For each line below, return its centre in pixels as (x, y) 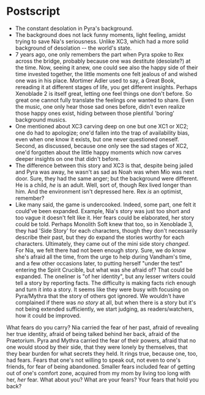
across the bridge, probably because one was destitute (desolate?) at (103, 61)
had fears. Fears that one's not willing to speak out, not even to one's (93, 360)
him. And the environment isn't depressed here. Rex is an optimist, (99, 191)
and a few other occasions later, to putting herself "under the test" (99, 263)
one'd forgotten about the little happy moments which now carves (98, 152)
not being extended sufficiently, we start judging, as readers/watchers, (104, 309)
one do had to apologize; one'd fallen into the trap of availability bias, (102, 133)
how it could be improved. (48, 315)
